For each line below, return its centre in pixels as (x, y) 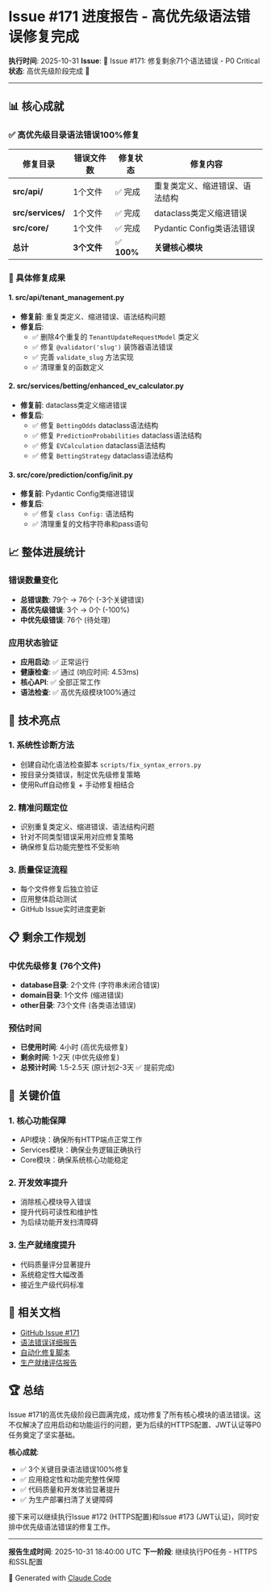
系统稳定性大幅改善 (52, 1274)
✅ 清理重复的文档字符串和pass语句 (90, 524)
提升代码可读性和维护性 (59, 1212)
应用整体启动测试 (48, 899)
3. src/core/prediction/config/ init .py (71, 475)
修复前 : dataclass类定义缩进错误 (73, 404)
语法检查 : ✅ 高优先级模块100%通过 (78, 692)
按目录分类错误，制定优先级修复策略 (80, 774)
